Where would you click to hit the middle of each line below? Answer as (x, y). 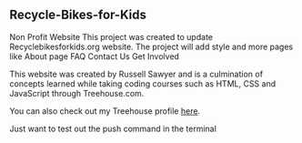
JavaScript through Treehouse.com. (77, 93)
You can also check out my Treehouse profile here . (105, 111)
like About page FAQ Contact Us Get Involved (95, 56)
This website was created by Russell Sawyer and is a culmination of (136, 74)
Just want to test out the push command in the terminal (113, 128)
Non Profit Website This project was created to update (111, 36)
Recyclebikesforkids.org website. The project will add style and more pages (151, 46)
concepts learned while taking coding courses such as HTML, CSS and (142, 83)
